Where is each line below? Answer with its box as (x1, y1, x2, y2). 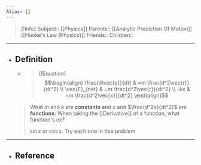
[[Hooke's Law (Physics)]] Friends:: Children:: (20, 31, 133, 39)
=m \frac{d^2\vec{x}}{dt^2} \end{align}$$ (65, 92, 169, 99)
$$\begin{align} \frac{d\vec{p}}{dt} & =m (44, 79, 147, 86)
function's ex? (29, 116, 65, 123)
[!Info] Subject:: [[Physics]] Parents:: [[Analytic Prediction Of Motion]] (20, 25, 193, 32)
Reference (14, 150, 55, 161)
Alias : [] (6, 8, 31, 15)
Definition (14, 54, 53, 64)
